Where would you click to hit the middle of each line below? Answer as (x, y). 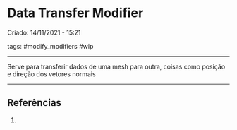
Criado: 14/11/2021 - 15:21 (44, 32)
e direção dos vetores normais (52, 74)
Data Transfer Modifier (75, 13)
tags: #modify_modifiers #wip (50, 46)
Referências (35, 103)
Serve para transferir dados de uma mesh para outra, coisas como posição (116, 66)
